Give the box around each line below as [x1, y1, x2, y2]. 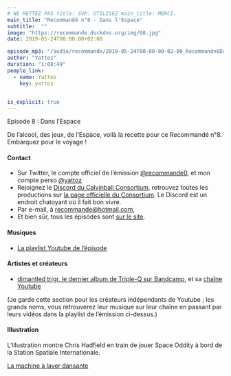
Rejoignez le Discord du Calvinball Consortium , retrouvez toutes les [16, 184, 208, 192]
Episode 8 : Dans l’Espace [7, 118, 81, 126]
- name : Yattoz [13, 74, 57, 80]
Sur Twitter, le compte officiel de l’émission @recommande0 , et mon [16, 169, 211, 177]
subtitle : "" [7, 23, 48, 30]
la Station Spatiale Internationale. [7, 349, 101, 357]
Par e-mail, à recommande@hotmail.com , [16, 206, 135, 214]
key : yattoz [19, 80, 54, 87]
